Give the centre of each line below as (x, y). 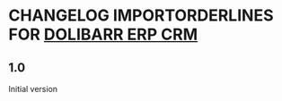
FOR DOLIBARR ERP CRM (103, 34)
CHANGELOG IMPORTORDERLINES (141, 16)
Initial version (33, 89)
